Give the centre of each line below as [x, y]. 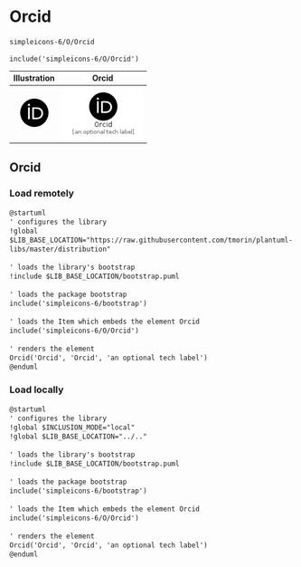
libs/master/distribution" [60, 249]
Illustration [34, 78]
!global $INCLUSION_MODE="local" [72, 428]
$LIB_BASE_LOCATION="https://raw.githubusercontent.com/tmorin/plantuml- [151, 240]
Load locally [37, 389]
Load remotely [42, 193]
